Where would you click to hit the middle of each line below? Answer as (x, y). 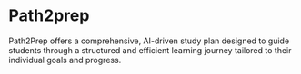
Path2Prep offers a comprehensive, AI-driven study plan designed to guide (149, 41)
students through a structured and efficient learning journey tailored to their (150, 50)
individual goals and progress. (65, 60)
